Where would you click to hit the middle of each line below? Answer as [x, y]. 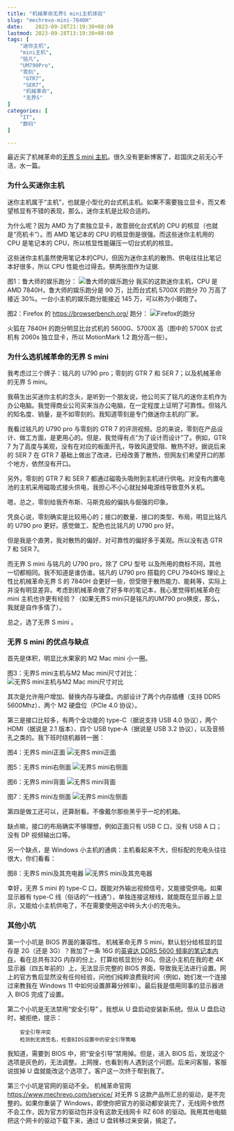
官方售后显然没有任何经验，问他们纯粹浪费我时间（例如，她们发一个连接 [123, 976]
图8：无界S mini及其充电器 [45, 873]
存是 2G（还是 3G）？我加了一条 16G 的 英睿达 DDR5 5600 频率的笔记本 [110, 951]
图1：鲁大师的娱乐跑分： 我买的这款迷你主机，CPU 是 [112, 281]
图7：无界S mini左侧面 [39, 797]
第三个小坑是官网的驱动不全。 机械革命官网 [69, 1085]
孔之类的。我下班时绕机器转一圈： [56, 738]
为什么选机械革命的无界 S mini [58, 357]
